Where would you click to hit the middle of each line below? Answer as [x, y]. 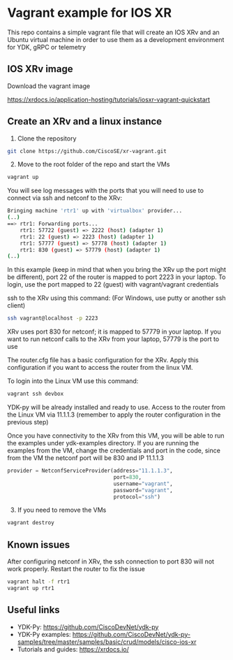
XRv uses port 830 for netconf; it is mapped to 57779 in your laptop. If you [114, 332]
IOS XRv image [40, 69]
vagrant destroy [31, 523]
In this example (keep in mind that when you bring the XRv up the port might [117, 270]
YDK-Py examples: [44, 634]
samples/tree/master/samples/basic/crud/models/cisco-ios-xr [107, 642]
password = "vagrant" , [143, 490]
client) [16, 306]
